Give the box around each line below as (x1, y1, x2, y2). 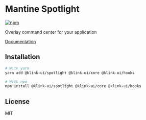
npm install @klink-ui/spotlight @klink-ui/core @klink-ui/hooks (5, 84, 141, 89)
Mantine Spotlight (5, 3, 80, 15)
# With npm (5, 79, 27, 84)
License (5, 97, 30, 106)
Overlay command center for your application (5, 29, 97, 35)
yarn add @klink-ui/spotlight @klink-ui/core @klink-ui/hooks (5, 70, 135, 75)
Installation (5, 53, 40, 61)
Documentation (5, 38, 36, 45)
